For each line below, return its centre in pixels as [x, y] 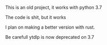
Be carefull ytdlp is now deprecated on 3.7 [50, 37]
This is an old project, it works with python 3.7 [53, 7]
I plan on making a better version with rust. [50, 27]
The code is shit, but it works [36, 17]
